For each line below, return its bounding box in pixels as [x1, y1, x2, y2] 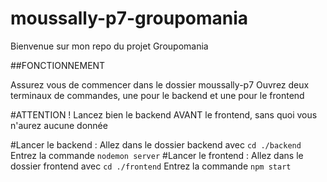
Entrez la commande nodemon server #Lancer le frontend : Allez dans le [10, 149, 304, 161]
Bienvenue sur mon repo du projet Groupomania [10, 40, 209, 52]
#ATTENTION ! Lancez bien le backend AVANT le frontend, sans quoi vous [10, 108, 318, 121]
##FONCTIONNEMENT [10, 59, 106, 71]
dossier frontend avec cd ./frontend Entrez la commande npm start [10, 160, 292, 172]
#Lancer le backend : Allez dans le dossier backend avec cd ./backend [10, 138, 302, 151]
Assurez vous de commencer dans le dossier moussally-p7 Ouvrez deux [10, 78, 310, 91]
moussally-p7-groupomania [10, 7, 249, 30]
